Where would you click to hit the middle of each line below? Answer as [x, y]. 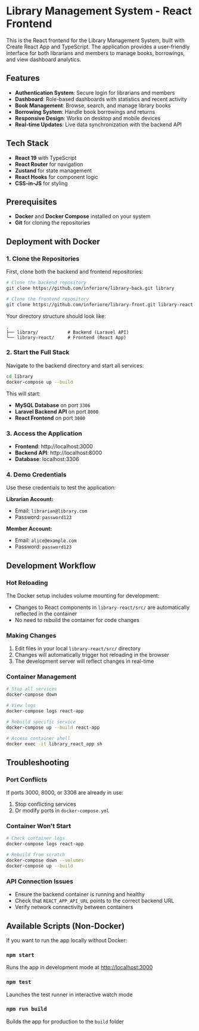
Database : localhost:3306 [47, 459]
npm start [20, 955]
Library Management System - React [99, 11]
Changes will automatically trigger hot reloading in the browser [92, 655]
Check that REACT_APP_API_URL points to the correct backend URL [94, 901]
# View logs [21, 706]
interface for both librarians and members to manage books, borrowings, [96, 53]
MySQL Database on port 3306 [52, 405]
